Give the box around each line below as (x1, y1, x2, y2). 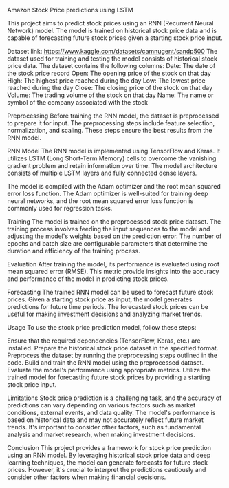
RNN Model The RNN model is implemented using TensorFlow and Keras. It (7, 147, 221, 155)
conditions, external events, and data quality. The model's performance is (7, 409, 216, 416)
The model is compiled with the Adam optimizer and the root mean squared (7, 182, 221, 190)
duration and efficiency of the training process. (7, 247, 140, 255)
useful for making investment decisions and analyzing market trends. (7, 310, 203, 318)
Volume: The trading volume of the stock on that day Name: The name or (7, 91, 214, 99)
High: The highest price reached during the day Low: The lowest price (7, 76, 206, 85)
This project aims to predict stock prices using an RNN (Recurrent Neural (7, 19, 214, 27)
